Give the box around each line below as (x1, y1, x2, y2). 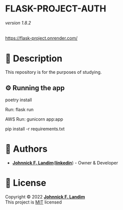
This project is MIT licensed (5, 199, 62, 205)
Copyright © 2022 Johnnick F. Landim (5, 194, 85, 200)
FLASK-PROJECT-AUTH (5, 3, 107, 14)
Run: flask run (5, 107, 34, 113)
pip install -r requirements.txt (5, 126, 65, 132)
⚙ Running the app (5, 83, 65, 92)
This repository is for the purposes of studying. (5, 69, 102, 75)
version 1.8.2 (5, 19, 31, 25)
